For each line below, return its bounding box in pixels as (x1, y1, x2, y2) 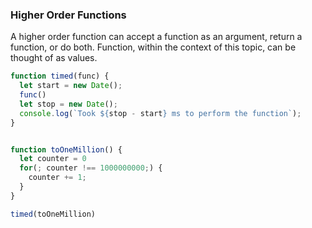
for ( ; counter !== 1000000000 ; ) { (19, 163, 163, 173)
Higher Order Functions (10, 8, 127, 22)
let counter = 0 (19, 154, 87, 164)
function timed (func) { (10, 71, 110, 82)
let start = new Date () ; (19, 81, 123, 91)
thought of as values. (10, 52, 98, 64)
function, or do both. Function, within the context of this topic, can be (10, 41, 297, 53)
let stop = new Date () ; (19, 99, 118, 109)
